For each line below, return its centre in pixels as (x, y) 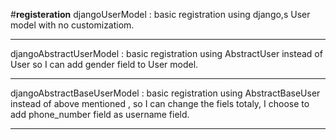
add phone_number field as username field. (100, 114)
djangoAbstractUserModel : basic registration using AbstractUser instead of (166, 53)
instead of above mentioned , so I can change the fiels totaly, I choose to (160, 103)
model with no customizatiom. (72, 25)
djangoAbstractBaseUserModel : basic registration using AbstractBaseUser (165, 93)
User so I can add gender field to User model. (104, 64)
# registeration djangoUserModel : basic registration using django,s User (160, 14)
